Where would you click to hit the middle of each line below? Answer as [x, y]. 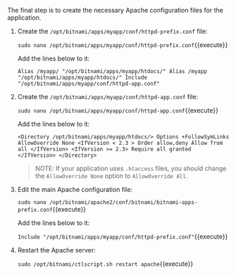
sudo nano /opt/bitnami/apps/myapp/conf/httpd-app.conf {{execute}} [118, 110]
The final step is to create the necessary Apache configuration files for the [115, 10]
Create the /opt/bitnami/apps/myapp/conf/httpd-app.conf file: [108, 97]
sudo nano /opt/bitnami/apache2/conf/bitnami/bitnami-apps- [107, 203]
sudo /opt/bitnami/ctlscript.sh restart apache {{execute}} [105, 264]
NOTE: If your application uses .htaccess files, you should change [131, 168]
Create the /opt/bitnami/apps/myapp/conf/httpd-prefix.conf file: [112, 31]
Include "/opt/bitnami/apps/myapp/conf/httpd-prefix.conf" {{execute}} [123, 236]
